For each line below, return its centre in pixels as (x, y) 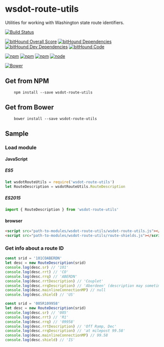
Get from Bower (30, 107)
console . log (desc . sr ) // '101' (37, 268)
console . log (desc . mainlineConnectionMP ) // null (55, 290)
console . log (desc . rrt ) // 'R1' (37, 317)
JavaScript (16, 159)
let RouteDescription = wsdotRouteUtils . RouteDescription (65, 187)
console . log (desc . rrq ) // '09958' (40, 322)
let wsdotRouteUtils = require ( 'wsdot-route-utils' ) (60, 182)
